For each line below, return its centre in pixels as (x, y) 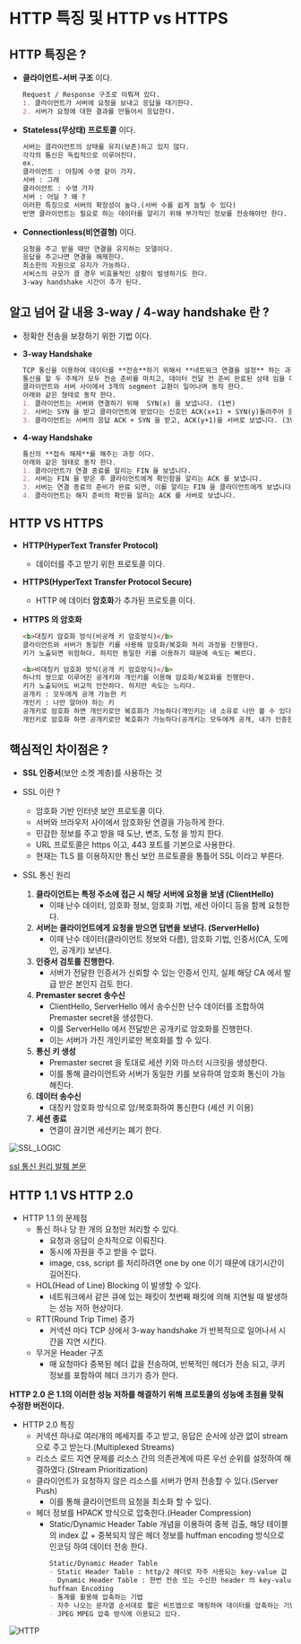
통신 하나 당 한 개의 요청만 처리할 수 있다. (107, 1229)
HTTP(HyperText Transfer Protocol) (90, 545)
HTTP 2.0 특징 (48, 1425)
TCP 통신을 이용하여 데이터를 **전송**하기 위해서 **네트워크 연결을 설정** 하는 (151, 370)
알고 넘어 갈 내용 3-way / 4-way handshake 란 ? (140, 312)
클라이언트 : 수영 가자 (58, 189)
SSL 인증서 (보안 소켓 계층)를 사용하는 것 (92, 773)
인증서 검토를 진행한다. (75, 961)
